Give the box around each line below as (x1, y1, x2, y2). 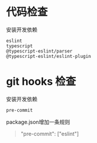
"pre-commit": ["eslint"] (20, 130, 79, 137)
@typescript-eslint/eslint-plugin (6, 53, 92, 59)
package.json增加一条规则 (6, 118, 70, 125)
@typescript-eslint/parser (6, 48, 73, 54)
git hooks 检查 (6, 75, 76, 89)
